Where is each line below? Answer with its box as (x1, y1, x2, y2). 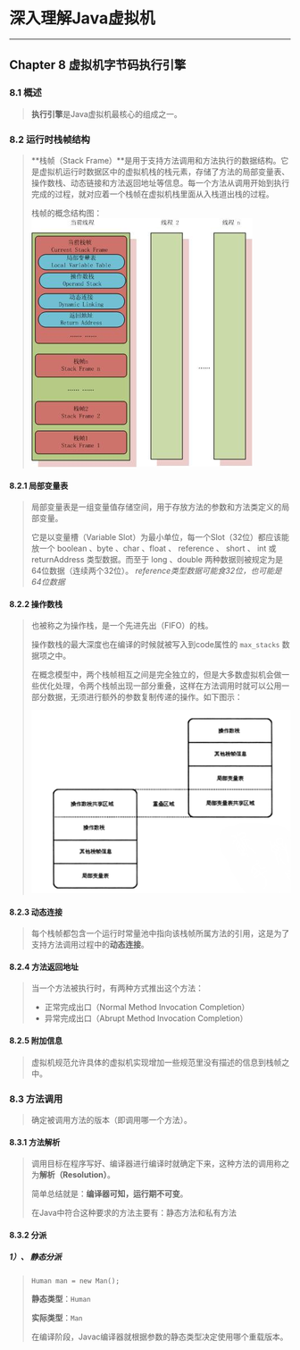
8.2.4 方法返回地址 (9, 961, 79, 972)
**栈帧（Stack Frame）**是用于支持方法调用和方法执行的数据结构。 (30, 155, 281, 165)
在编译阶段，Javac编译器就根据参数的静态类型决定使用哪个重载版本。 (30, 1331, 288, 1342)
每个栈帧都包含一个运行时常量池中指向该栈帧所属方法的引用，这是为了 (30, 928, 290, 939)
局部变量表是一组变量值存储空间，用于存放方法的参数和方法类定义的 (30, 502, 282, 512)
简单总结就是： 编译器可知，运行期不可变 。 (30, 1188, 188, 1199)
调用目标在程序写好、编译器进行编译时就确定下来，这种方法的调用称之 (30, 1159, 290, 1169)
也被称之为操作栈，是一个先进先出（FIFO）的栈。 (30, 620, 213, 631)
